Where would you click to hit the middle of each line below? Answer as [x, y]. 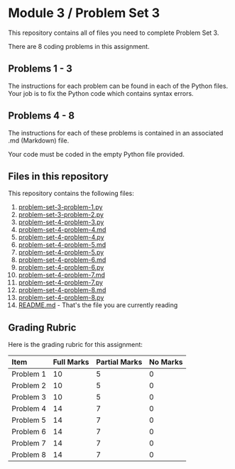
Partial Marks [119, 362]
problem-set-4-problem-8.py [61, 298]
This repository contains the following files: [71, 194]
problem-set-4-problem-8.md [62, 290]
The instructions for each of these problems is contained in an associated [116, 133]
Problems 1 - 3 [40, 69]
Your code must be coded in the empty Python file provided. [97, 154]
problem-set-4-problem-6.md [62, 260]
